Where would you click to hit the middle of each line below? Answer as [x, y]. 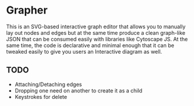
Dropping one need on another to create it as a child [78, 90]
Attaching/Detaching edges [48, 84]
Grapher [27, 10]
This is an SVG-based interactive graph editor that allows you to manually [96, 26]
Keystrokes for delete [41, 97]
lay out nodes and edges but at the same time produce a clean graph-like [96, 32]
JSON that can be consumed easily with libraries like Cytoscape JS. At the [97, 39]
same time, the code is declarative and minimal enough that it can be [90, 45]
